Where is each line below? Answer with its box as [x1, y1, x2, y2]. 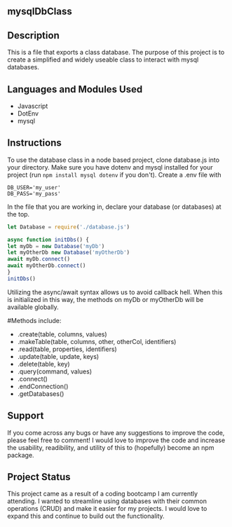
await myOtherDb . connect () [7, 262, 86, 269]
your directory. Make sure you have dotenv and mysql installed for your [7, 163, 214, 171]
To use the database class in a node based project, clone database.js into [7, 156, 219, 164]
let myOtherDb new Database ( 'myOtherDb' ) [7, 249, 130, 256]
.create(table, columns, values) [17, 329, 107, 338]
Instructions [7, 137, 62, 149]
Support [7, 410, 44, 422]
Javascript [17, 102, 48, 111]
